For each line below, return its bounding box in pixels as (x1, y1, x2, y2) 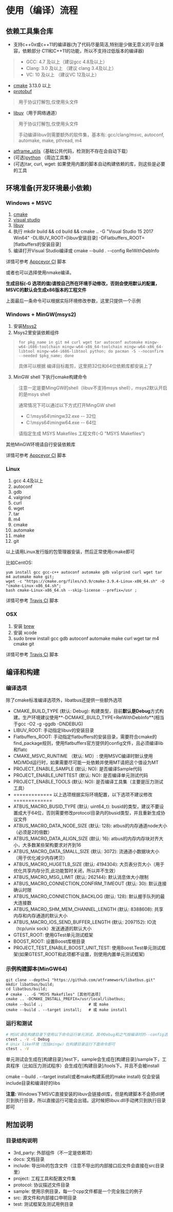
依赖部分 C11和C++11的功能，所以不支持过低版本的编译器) (22, 48, 144, 54)
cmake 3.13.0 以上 (13, 83, 52, 88)
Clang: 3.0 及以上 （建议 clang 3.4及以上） (26, 65, 117, 71)
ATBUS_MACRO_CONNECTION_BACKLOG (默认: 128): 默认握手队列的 (13, 893, 161, 899)
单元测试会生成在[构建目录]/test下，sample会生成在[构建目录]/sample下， (6, 1056, 162, 1062)
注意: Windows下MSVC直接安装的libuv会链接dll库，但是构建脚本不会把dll (6, 1091, 161, 1097)
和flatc (13, 746, 28, 753)
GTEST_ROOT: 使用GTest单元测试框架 (13, 932, 93, 938)
